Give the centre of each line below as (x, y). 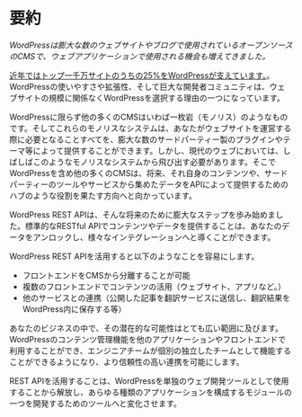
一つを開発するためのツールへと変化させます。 (95, 403)
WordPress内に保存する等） (74, 309)
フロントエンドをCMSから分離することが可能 (106, 275)
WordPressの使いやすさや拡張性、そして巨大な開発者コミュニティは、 (139, 86)
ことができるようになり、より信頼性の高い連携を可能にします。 (127, 361)
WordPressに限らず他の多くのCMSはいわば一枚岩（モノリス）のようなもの (149, 117)
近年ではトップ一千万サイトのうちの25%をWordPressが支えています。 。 (142, 75)
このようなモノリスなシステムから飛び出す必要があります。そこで (155, 162)
